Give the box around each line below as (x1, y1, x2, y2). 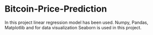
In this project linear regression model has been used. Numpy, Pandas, (4, 19, 149, 25)
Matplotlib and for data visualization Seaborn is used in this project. (4, 24, 142, 30)
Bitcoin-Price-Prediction (4, 3, 107, 15)
